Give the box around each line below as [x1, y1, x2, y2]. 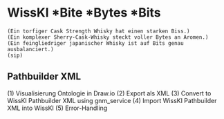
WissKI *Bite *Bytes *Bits [7, 5, 161, 21]
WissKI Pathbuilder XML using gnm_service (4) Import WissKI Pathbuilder [7, 96, 217, 104]
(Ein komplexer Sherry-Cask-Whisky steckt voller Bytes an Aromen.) [7, 33, 209, 41]
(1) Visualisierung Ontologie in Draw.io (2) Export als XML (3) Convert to [7, 89, 212, 98]
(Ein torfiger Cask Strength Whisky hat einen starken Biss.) [7, 28, 190, 35]
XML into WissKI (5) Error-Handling [7, 104, 108, 112]
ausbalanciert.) [7, 46, 54, 53]
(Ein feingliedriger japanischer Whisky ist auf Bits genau [7, 39, 185, 46]
